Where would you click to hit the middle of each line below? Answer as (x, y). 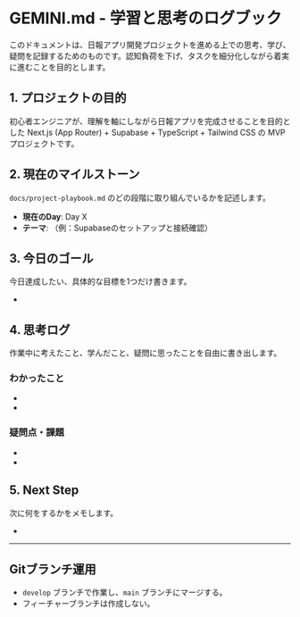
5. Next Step (44, 491)
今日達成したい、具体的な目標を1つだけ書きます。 (100, 281)
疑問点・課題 (37, 432)
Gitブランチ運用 (53, 569)
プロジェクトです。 (44, 143)
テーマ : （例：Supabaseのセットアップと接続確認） (117, 228)
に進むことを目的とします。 (60, 67)
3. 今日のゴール (51, 258)
